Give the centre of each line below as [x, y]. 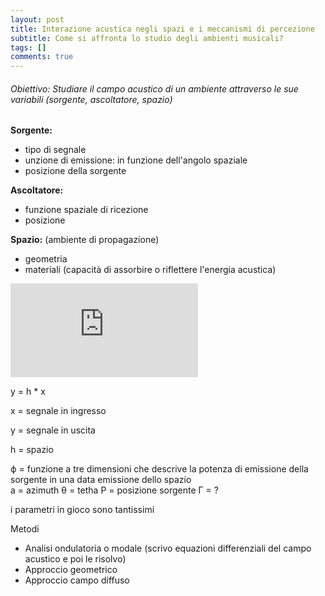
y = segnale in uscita [53, 430]
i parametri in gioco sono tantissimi [82, 510]
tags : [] [28, 47]
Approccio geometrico [71, 570]
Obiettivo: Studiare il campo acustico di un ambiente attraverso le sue [154, 88]
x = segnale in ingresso [58, 411]
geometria [46, 259]
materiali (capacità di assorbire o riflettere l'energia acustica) [150, 270]
